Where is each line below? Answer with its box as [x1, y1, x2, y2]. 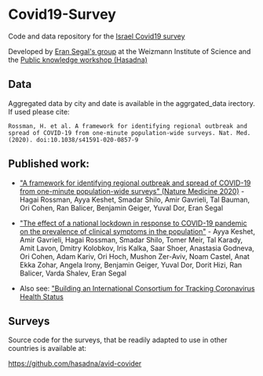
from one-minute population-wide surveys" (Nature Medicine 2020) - [19, 186, 245, 195]
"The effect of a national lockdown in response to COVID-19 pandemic [19, 218, 247, 228]
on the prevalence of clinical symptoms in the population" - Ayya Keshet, [19, 226, 255, 236]
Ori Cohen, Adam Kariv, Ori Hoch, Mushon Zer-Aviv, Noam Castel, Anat [19, 251, 250, 261]
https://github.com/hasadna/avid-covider [8, 359, 142, 368]
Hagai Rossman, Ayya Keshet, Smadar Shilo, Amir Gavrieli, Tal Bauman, [19, 195, 250, 204]
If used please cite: [8, 107, 70, 116]
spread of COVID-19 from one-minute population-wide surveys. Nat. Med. [8, 129, 251, 137]
